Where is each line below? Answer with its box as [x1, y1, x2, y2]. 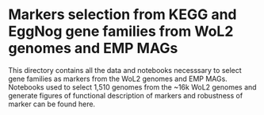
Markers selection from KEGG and [8, 6, 237, 24]
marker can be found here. [8, 99, 96, 109]
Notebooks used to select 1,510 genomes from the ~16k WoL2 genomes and [8, 82, 257, 92]
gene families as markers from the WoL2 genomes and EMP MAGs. [8, 74, 228, 83]
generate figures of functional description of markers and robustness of [8, 90, 243, 100]
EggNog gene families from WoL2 [8, 22, 234, 40]
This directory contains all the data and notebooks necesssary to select [8, 65, 242, 75]
